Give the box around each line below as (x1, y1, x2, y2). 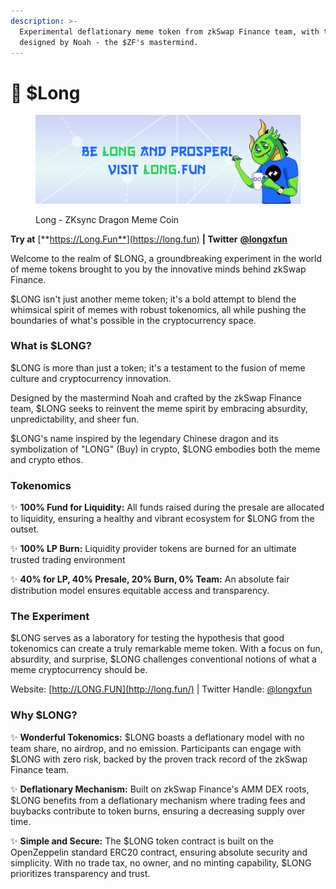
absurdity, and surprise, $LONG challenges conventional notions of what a (10, 653, 317, 665)
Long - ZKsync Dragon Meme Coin (35, 213, 180, 225)
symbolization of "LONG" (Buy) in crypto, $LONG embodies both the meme (10, 443, 321, 455)
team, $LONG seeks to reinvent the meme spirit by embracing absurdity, (10, 402, 308, 414)
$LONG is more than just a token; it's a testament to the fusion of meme (10, 361, 306, 374)
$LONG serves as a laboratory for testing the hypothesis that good (10, 632, 285, 644)
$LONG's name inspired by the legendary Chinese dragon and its (10, 432, 279, 444)
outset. (10, 523, 40, 535)
